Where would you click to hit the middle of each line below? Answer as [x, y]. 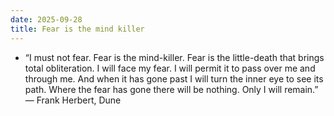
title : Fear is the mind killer [77, 29]
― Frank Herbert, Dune [73, 100]
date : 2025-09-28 [46, 19]
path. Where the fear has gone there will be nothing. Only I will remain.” [171, 89]
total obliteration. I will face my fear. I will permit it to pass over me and [170, 68]
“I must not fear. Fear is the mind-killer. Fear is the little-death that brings [174, 57]
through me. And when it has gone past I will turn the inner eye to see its [174, 78]
